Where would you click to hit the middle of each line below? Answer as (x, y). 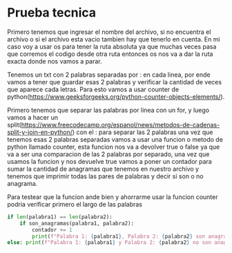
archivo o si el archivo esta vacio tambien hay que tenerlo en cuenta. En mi (114, 39)
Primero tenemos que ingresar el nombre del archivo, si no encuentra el (109, 32)
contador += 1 (52, 229)
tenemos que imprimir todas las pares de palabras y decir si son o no (105, 176)
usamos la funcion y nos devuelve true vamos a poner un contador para (109, 161)
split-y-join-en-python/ (40, 132)
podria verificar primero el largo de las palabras (75, 204)
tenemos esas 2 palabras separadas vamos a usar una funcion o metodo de (115, 139)
